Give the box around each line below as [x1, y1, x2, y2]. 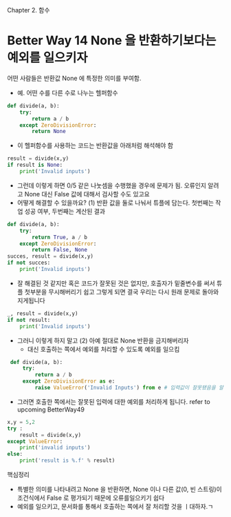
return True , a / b [32, 234, 88, 241]
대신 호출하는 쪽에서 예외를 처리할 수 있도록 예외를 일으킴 [27, 345, 180, 353]
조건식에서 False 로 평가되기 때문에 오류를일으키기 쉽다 [16, 494, 165, 502]
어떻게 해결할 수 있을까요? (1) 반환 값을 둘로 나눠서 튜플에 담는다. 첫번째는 [16, 199, 214, 207]
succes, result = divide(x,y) [7, 253, 94, 260]
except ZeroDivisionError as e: [22, 378, 115, 385]
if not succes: [7, 259, 51, 267]
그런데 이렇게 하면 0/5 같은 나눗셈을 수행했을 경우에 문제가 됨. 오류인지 [16, 181, 206, 190]
